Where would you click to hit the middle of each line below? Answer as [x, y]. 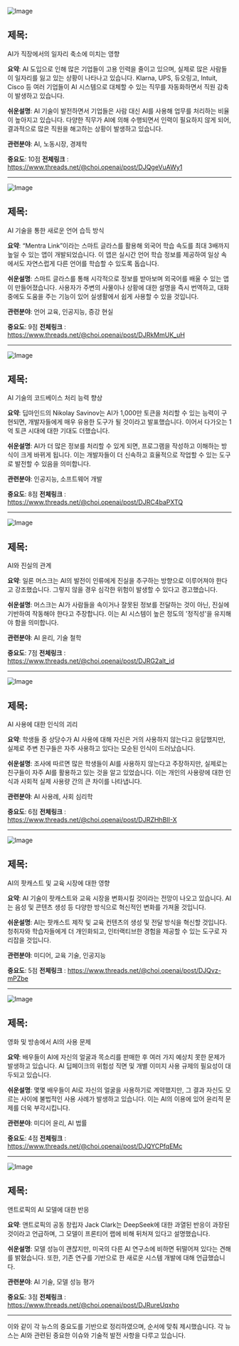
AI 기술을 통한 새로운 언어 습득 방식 [56, 230]
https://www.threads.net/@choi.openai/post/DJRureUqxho [94, 1305]
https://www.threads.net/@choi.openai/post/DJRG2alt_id [91, 661]
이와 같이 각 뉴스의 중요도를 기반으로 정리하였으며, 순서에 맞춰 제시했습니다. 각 [116, 1326]
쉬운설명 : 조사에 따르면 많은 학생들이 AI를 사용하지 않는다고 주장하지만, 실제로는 [117, 764]
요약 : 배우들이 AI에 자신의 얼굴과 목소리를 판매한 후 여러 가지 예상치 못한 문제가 [116, 1057]
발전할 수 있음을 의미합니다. [53, 464]
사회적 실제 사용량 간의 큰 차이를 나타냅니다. [81, 781]
